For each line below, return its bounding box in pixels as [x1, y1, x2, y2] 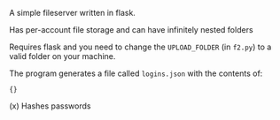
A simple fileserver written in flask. [9, 8, 136, 18]
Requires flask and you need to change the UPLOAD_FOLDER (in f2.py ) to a [9, 41, 272, 52]
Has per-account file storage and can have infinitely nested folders [9, 25, 254, 34]
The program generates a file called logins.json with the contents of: [9, 68, 263, 79]
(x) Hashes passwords [9, 101, 91, 111]
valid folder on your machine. [9, 51, 116, 61]
